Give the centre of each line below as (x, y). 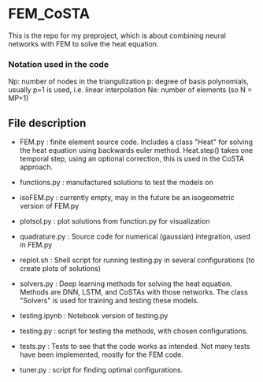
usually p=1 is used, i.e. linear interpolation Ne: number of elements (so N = (130, 90)
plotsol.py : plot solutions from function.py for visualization (115, 221)
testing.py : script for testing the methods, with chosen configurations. (134, 331)
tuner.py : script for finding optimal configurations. (101, 370)
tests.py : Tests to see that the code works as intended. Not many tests (135, 347)
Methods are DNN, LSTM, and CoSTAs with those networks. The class (133, 292)
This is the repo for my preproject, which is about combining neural (117, 35)
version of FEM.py (49, 206)
